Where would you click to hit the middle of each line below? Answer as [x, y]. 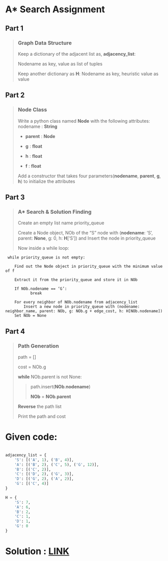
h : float [34, 156]
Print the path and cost [42, 416]
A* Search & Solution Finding [54, 212]
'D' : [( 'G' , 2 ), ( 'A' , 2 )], [44, 479]
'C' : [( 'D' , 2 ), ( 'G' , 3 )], [44, 474]
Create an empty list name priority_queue [61, 223]
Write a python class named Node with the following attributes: [84, 121]
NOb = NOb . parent [51, 396]
